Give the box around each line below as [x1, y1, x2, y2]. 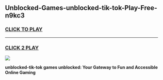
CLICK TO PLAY [5, 26, 43, 33]
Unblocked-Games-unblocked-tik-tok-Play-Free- [5, 4, 158, 12]
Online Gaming [5, 69, 36, 75]
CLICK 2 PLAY [5, 44, 39, 51]
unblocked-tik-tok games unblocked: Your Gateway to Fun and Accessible [5, 64, 158, 70]
